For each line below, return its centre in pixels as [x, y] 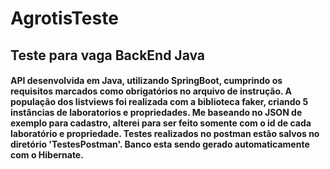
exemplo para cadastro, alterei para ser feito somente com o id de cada [161, 123]
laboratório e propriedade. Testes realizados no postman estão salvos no [165, 134]
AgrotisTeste [64, 18]
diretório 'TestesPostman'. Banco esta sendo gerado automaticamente [160, 144]
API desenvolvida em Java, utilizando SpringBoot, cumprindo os [146, 81]
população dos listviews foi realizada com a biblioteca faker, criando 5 [159, 102]
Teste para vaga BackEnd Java [108, 55]
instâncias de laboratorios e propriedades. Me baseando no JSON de [156, 113]
